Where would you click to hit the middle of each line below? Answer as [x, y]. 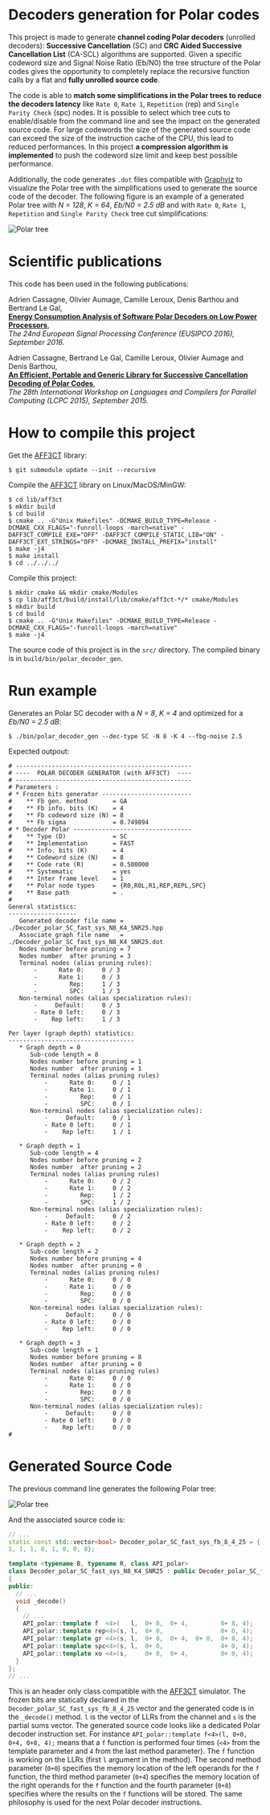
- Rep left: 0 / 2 [87, 1230]
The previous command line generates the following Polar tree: [112, 1489]
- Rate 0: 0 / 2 [87, 1181]
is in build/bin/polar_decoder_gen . [65, 658]
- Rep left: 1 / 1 [87, 1131]
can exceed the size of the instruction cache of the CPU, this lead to [121, 138]
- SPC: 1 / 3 [77, 991]
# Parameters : [34, 787]
